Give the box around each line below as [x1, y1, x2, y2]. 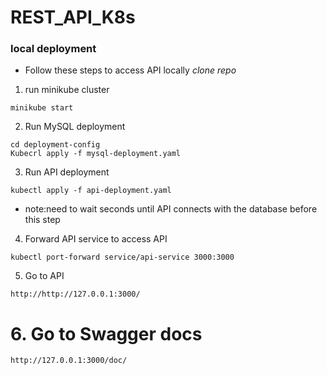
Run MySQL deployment [24, 121, 126, 133]
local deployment [10, 42, 97, 56]
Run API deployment [24, 166, 110, 178]
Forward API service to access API [24, 233, 168, 245]
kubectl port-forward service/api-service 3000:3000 [10, 252, 235, 263]
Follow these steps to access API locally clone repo [24, 64, 237, 76]
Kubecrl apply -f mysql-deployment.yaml [10, 149, 182, 159]
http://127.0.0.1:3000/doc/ [10, 356, 128, 366]
